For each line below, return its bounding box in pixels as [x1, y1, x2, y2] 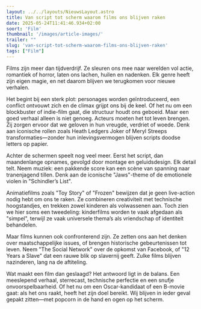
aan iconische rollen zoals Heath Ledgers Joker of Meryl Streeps [6, 127, 167, 134]
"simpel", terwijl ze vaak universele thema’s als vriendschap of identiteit [6, 214, 184, 222]
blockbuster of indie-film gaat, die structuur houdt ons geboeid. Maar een [6, 108, 190, 115]
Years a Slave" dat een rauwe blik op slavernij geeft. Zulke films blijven [6, 252, 182, 259]
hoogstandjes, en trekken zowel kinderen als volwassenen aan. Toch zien [6, 202, 188, 209]
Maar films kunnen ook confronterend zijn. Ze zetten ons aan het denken [6, 233, 187, 240]
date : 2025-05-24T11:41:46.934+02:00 [6, 20, 101, 26]
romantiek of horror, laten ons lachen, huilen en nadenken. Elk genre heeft [6, 70, 190, 78]
